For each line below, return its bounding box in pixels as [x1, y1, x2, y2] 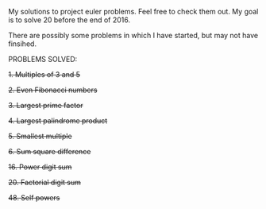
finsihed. [8, 39, 37, 48]
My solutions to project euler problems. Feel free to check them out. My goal [8, 7, 259, 16]
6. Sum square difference [8, 147, 91, 156]
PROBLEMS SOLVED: [8, 55, 78, 64]
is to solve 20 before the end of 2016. [8, 15, 131, 25]
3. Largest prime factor [8, 101, 83, 110]
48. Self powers [8, 193, 60, 202]
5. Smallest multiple [8, 131, 73, 141]
